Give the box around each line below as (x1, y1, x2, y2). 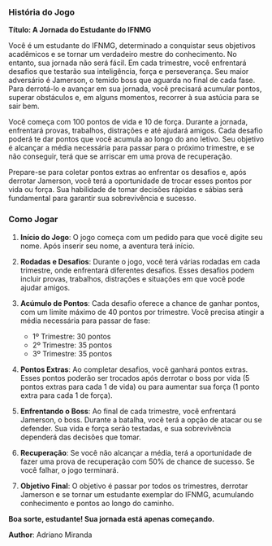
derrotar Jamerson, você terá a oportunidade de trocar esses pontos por (8, 176, 252, 186)
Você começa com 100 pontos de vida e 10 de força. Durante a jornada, (8, 117, 248, 127)
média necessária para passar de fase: (19, 316, 150, 325)
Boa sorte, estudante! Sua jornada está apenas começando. (8, 513, 215, 523)
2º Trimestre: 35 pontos (32, 340, 112, 350)
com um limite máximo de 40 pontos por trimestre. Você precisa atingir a (19, 307, 265, 317)
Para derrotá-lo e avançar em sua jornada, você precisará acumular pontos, (8, 84, 262, 94)
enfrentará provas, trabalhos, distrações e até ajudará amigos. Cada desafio (8, 125, 263, 136)
